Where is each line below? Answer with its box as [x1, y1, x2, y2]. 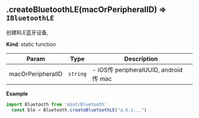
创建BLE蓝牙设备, [6, 29, 49, 36]
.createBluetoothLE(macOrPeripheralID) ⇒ [6, 5, 167, 15]
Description [124, 54, 158, 63]
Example [6, 90, 28, 97]
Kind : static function [6, 41, 56, 48]
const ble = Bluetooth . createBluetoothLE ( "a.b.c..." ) [11, 107, 147, 113]
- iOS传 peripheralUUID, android [92, 65, 183, 74]
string [68, 70, 87, 77]
